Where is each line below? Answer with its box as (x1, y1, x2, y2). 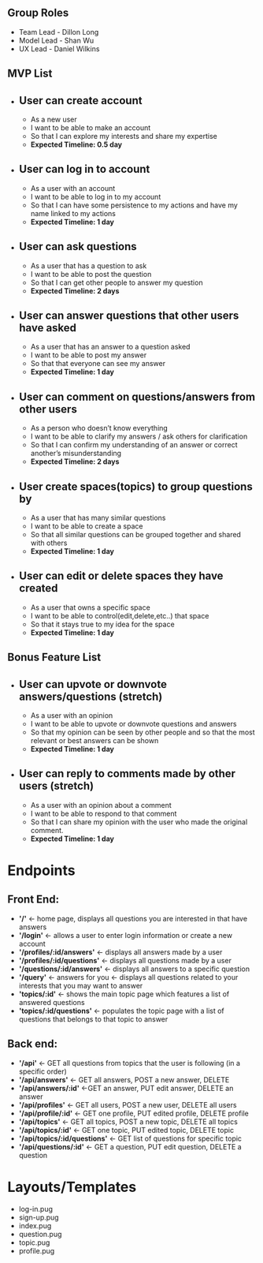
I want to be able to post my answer (30, 350, 147, 360)
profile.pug (18, 1246, 55, 1255)
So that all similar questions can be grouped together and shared (30, 530, 242, 540)
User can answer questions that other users (18, 309, 239, 323)
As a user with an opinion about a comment (30, 800, 172, 809)
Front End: (7, 893, 60, 906)
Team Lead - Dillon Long (18, 27, 99, 36)
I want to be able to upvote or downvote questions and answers (30, 719, 237, 729)
